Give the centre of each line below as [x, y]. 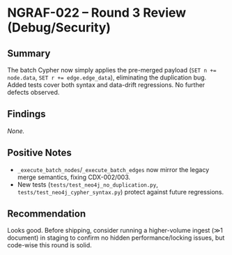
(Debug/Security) [59, 28]
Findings [27, 114]
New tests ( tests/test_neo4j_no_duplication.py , [87, 184]
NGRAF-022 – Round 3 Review [97, 13]
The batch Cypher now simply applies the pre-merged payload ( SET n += [112, 70]
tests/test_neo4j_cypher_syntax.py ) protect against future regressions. [121, 192]
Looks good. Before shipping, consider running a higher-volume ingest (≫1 [115, 231]
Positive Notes [39, 153]
